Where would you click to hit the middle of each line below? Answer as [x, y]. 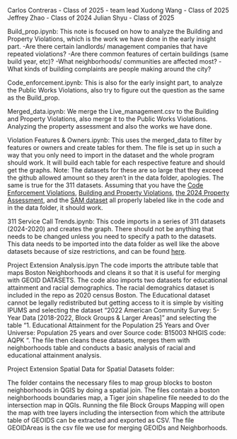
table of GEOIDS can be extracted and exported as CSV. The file [101, 420]
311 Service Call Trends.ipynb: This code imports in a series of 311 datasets [116, 221]
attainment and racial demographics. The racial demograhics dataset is [111, 288]
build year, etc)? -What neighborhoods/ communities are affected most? [112, 62]
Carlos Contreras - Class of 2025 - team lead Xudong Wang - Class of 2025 [118, 10]
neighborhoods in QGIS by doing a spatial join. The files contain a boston [114, 390]
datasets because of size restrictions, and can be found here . [97, 251]
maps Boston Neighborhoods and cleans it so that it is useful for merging [114, 273]
